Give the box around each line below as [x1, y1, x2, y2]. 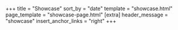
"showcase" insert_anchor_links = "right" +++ [5, 18, 117, 24]
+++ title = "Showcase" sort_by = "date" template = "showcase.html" [5, 5, 173, 12]
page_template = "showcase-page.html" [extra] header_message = [5, 11, 168, 18]
